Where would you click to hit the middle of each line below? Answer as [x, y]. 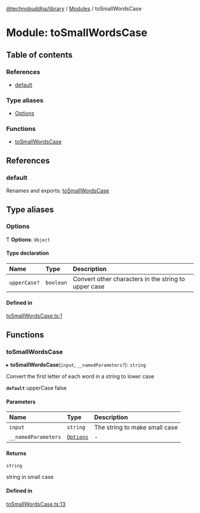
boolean [56, 283]
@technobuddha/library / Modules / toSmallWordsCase [74, 9]
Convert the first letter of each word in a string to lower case [80, 376]
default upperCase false [37, 387]
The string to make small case [136, 427]
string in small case [30, 477]
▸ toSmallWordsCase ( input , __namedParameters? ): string [76, 365]
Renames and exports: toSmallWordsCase [58, 191]
